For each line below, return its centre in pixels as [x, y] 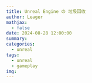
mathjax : [17, 22]
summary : [17, 39]
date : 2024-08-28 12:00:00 [39, 33]
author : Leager [25, 17]
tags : [13, 55]
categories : [21, 44]
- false [21, 28]
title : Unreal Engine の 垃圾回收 [46, 11]
